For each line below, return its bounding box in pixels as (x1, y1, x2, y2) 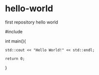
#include (5, 28, 23, 34)
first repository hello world (5, 19, 59, 25)
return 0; (5, 56, 25, 61)
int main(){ (5, 38, 26, 44)
